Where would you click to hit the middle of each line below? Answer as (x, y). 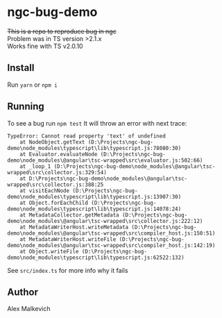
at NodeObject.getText (52, 142)
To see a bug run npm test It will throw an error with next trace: (97, 123)
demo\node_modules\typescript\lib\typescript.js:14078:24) (94, 209)
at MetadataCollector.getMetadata (69, 215)
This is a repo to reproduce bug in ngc (62, 31)
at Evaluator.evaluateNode (59, 154)
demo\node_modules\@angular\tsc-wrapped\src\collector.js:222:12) (105, 221)
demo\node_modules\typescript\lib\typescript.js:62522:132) (96, 258)
